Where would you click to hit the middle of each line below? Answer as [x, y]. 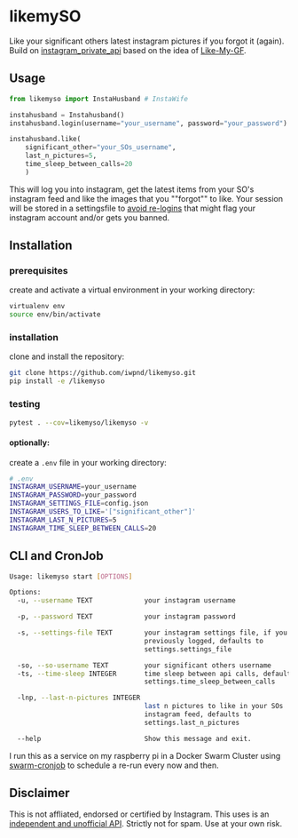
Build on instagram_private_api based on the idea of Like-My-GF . [128, 50]
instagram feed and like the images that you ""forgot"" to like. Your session [146, 198]
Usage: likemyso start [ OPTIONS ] [71, 576]
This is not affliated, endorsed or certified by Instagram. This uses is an [139, 814]
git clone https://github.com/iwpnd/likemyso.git [103, 373]
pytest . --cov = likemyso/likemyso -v [79, 423]
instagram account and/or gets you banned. [90, 217]
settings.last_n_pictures [192, 722]
